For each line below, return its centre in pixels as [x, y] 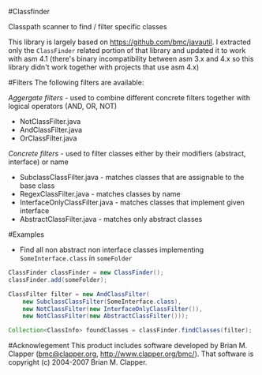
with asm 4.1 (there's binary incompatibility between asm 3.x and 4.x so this [131, 59]
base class [37, 186]
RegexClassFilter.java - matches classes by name [100, 194]
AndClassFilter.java [51, 130]
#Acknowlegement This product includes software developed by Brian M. [128, 346]
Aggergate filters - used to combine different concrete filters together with [129, 97]
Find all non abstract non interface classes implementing [112, 249]
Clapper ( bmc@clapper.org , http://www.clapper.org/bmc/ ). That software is [131, 354]
